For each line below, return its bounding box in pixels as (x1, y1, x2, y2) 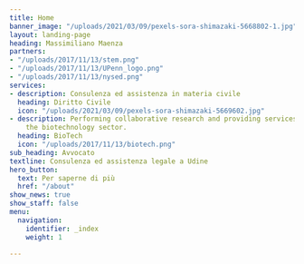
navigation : (17, 215, 63, 225)
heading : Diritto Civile (17, 97, 111, 107)
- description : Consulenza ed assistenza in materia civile (9, 89, 242, 98)
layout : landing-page (9, 30, 91, 39)
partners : (9, 47, 47, 56)
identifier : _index (25, 224, 100, 233)
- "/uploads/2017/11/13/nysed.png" (9, 73, 144, 82)
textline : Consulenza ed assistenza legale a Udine (9, 156, 208, 166)
